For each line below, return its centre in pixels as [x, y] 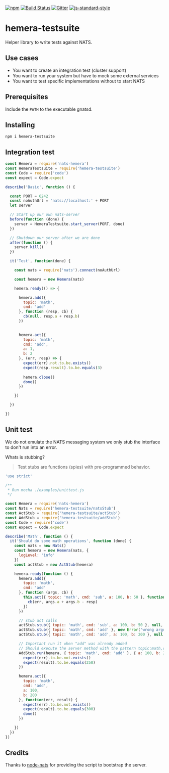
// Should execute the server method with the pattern [77, 648]
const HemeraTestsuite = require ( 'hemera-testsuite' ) [63, 169]
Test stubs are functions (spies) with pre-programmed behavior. [84, 467]
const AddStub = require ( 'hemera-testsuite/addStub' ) [63, 518]
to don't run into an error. [31, 447]
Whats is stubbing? [25, 457]
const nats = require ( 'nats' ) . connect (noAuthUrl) [67, 270]
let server [21, 206]
